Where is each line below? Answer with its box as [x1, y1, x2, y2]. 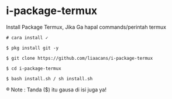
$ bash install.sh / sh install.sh [6, 76, 93, 81]
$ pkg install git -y [6, 45, 59, 51]
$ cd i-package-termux [6, 66, 61, 71]
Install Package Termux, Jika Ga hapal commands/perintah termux [6, 23, 167, 30]
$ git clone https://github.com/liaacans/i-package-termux [6, 55, 153, 61]
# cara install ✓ [6, 35, 49, 40]
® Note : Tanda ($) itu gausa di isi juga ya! [6, 86, 107, 93]
